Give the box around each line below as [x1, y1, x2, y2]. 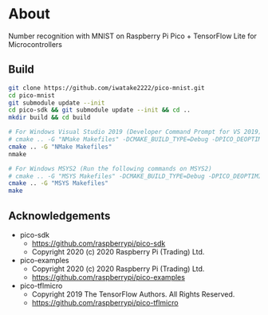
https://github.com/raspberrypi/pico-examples [31, 272, 186, 282]
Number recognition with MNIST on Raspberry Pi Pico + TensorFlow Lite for [8, 31, 258, 41]
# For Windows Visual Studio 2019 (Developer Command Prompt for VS [8, 128, 241, 136]
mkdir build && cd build [8, 113, 91, 122]
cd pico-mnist [8, 91, 56, 100]
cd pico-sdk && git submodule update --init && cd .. [8, 106, 191, 114]
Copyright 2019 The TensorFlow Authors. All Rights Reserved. [31, 289, 235, 299]
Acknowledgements [8, 209, 111, 222]
